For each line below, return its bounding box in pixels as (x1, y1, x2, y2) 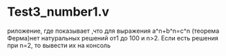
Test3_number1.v (7, 4, 109, 20)
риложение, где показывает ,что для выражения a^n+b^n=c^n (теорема (7, 27, 220, 35)
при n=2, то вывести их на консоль (7, 41, 111, 49)
